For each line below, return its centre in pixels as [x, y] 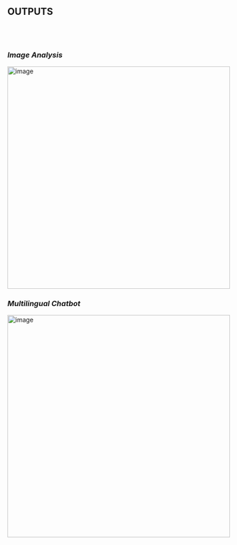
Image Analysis [35, 55]
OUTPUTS [30, 12]
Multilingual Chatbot [44, 304]
